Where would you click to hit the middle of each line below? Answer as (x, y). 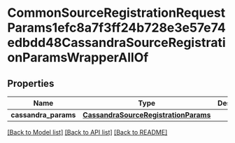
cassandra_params (43, 115)
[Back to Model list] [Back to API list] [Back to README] (87, 132)
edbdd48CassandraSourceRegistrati (116, 43)
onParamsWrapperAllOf (78, 58)
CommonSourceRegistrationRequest (116, 13)
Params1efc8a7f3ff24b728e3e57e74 (116, 28)
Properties (31, 83)
